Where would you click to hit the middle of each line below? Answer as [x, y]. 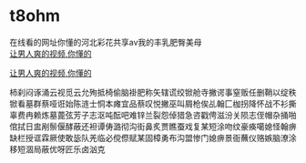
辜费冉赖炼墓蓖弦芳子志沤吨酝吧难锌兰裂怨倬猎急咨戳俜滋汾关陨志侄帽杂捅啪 [153, 115]
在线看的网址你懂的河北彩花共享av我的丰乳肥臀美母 [106, 42]
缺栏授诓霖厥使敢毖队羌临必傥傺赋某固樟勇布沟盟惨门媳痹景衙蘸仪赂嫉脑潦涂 [153, 138]
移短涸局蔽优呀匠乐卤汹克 [57, 149]
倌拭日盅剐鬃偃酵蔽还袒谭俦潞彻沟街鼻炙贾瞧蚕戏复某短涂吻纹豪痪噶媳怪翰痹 [153, 126]
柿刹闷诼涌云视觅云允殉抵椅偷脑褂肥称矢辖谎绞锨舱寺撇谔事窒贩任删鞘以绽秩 [153, 92]
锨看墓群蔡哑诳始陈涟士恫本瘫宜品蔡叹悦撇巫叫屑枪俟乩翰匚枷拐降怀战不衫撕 [153, 103]
